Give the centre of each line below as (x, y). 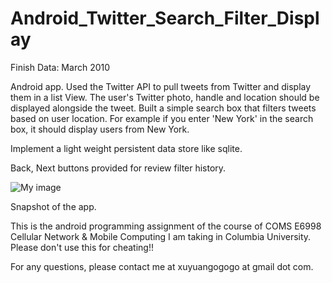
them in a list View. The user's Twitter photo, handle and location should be (165, 97)
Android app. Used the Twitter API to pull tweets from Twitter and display (161, 86)
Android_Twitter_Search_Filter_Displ (165, 18)
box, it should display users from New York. (100, 129)
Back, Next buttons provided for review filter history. (118, 168)
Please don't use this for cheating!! (82, 247)
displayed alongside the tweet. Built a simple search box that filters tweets (163, 108)
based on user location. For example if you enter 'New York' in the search (162, 118)
